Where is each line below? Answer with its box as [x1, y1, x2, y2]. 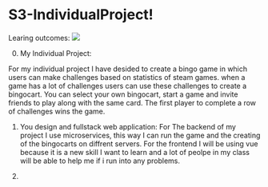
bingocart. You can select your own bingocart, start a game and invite [8, 90, 238, 99]
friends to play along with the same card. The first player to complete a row [8, 97, 257, 107]
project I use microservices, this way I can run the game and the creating [19, 130, 261, 140]
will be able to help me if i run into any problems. [19, 156, 181, 165]
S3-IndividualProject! [8, 6, 154, 24]
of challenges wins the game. [8, 106, 106, 116]
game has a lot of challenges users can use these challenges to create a [8, 81, 247, 90]
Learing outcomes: [8, 33, 70, 42]
